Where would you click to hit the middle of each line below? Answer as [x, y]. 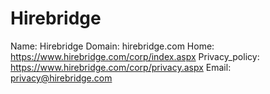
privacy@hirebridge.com [61, 78]
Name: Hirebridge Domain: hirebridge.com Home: [112, 46]
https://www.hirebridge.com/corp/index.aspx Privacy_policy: [135, 56]
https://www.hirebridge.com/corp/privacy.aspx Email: [121, 67]
